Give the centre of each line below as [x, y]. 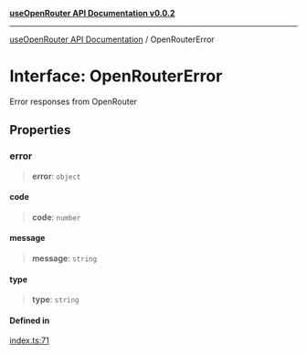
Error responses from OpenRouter [74, 101]
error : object [56, 176]
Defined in [30, 320]
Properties [40, 130]
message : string [64, 258]
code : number [56, 217]
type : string [55, 299]
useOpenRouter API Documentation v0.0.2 [92, 13]
